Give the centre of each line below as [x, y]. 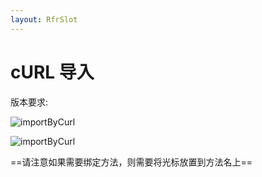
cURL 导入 [52, 72]
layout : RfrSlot [44, 19]
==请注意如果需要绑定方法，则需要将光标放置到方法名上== [131, 162]
